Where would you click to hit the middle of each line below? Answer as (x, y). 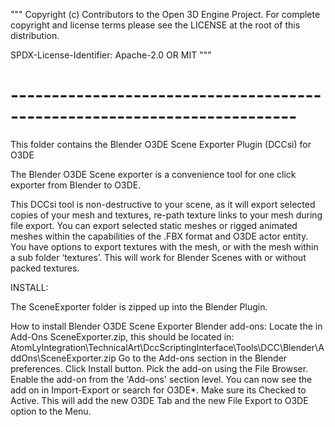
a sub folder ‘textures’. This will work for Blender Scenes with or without (158, 257)
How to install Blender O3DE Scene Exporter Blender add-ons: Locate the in (166, 326)
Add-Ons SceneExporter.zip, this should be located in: (122, 336)
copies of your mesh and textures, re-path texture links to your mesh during (166, 215)
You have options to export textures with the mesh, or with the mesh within (164, 246)
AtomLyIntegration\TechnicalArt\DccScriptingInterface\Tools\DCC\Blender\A (167, 347)
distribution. (35, 35)
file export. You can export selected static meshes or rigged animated (154, 225)
